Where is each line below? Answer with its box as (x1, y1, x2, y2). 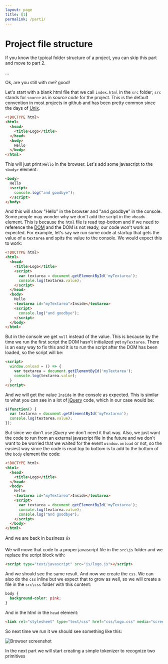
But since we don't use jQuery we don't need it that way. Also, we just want (5, 430, 160, 436)
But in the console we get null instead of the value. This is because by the (5, 334, 159, 340)
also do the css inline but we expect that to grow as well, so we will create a (5, 576, 161, 582)
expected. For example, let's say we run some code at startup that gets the (5, 230, 160, 236)
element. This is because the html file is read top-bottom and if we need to (5, 219, 159, 225)
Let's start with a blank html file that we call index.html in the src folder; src (5, 89, 161, 95)
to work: (5, 240, 22, 246)
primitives (5, 653, 26, 659)
